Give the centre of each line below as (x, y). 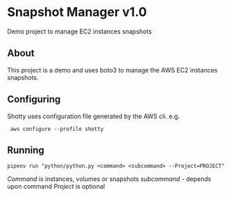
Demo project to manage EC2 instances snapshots (80, 31)
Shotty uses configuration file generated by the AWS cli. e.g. (94, 116)
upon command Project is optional (56, 187)
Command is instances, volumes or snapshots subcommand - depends (109, 179)
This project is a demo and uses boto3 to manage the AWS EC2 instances (112, 70)
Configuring (34, 99)
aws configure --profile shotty (57, 129)
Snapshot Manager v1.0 (77, 12)
